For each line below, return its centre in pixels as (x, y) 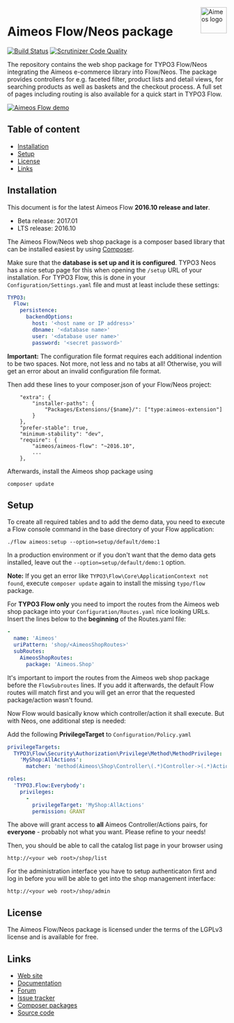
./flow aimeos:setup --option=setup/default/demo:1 (84, 542)
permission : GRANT (59, 811)
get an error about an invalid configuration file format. (84, 371)
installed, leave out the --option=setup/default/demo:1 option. (96, 562)
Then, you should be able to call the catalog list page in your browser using (115, 845)
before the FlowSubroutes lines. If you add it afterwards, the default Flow (111, 685)
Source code (36, 1013)
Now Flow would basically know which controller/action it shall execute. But (116, 713)
